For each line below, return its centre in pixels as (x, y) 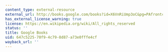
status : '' (16, 28)
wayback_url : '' (22, 42)
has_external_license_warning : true (43, 19)
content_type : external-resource (40, 10)
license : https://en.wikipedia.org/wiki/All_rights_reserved (70, 24)
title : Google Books (27, 33)
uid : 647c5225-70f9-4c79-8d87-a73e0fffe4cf (51, 38)
